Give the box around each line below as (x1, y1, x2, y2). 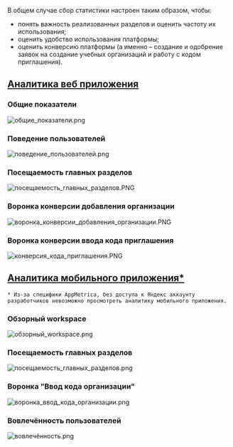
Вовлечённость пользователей (7, 416, 121, 426)
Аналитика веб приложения (7, 78, 139, 90)
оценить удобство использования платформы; (17, 35, 160, 43)
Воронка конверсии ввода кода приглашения (7, 235, 174, 245)
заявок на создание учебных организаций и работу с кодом (17, 50, 201, 58)
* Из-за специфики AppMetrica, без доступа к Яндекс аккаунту (7, 291, 195, 298)
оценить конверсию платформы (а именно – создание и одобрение (17, 43, 224, 51)
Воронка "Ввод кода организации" (7, 382, 135, 391)
